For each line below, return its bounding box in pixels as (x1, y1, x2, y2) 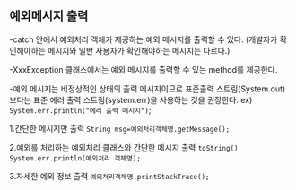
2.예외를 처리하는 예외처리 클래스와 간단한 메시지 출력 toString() (9, 142, 239, 152)
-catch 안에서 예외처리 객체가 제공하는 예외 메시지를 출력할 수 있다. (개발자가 (9, 34, 278, 45)
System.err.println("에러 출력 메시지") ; (9, 104, 152, 115)
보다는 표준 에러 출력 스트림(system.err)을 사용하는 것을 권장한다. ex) (9, 94, 253, 105)
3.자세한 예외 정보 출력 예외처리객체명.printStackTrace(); (9, 170, 210, 181)
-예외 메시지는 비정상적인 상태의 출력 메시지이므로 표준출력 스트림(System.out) (9, 83, 286, 94)
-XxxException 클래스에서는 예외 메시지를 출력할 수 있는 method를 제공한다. (9, 64, 278, 74)
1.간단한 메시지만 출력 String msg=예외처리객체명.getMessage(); (9, 123, 231, 134)
